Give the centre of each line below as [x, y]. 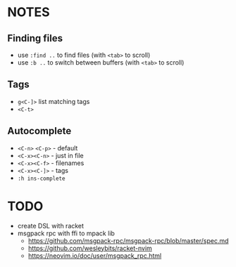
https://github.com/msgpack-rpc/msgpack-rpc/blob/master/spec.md [128, 240]
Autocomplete [39, 131]
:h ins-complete [41, 178]
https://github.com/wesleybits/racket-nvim [90, 248]
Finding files [35, 38]
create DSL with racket [51, 226]
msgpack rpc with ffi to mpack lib [66, 233]
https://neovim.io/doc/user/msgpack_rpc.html [95, 255]
